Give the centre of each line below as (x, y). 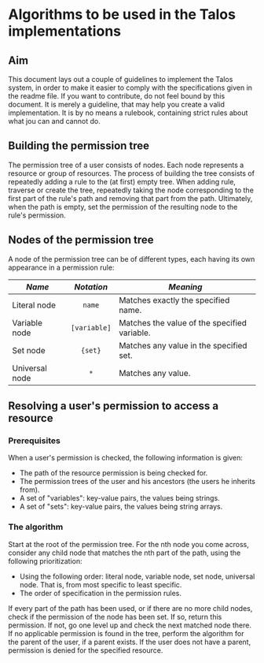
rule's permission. (37, 215)
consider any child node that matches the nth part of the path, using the (125, 553)
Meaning (185, 287)
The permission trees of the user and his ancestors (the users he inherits (137, 482)
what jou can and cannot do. (54, 121)
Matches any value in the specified (183, 345)
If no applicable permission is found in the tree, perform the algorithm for (126, 633)
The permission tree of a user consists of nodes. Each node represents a (126, 165)
